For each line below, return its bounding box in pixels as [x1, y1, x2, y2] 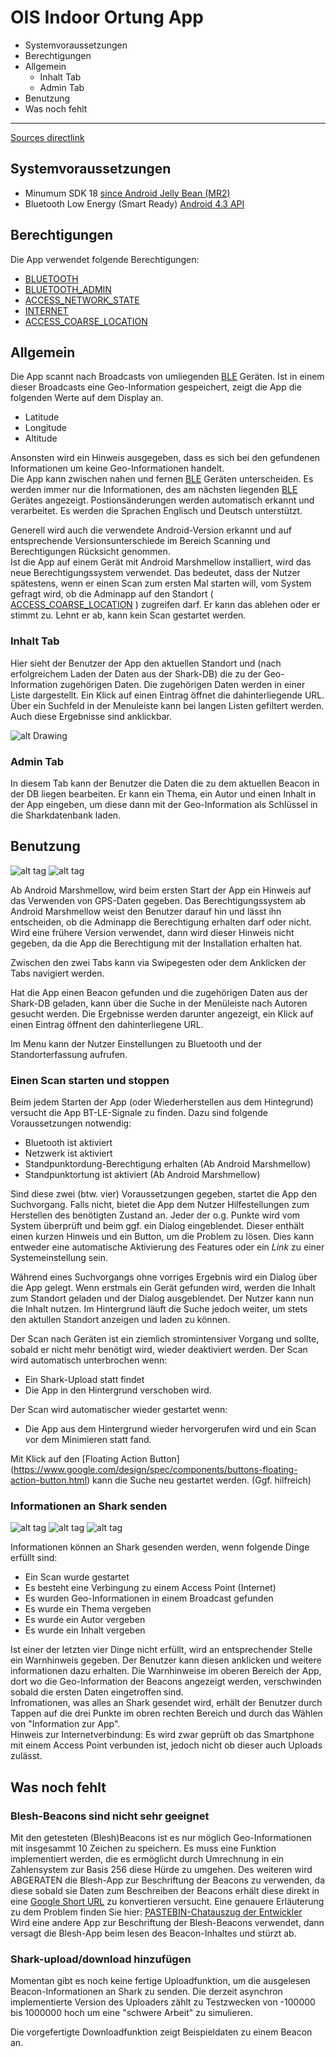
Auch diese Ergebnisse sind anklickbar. [10, 710, 172, 722]
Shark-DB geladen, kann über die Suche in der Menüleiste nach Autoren [10, 997, 308, 1009]
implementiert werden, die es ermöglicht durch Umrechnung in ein [10, 1853, 285, 1865]
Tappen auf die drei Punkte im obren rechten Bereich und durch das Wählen [10, 1707, 323, 1720]
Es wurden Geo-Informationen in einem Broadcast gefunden [24, 1592, 274, 1605]
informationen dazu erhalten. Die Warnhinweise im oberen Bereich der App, [10, 1665, 322, 1677]
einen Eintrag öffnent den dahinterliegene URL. [10, 1018, 204, 1030]
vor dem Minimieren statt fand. [24, 1434, 152, 1446]
